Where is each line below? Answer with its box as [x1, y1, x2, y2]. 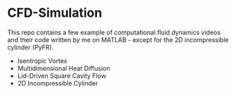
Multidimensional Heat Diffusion [17, 64, 110, 72]
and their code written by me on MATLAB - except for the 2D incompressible [7, 35, 229, 43]
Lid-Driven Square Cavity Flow [17, 72, 107, 80]
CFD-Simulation [7, 5, 103, 21]
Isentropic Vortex [17, 56, 68, 65]
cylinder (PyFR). [7, 43, 54, 51]
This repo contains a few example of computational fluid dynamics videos [7, 28, 221, 36]
